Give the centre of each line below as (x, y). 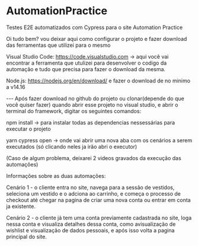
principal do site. (27, 237)
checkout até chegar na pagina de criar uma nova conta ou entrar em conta (98, 200)
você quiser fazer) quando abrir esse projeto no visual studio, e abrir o (92, 104)
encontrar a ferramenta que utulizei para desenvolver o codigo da (87, 63)
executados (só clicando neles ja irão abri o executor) (72, 146)
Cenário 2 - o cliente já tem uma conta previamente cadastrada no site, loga (99, 218)
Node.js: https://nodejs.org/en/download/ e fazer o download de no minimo (98, 81)
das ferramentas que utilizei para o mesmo (58, 45)
